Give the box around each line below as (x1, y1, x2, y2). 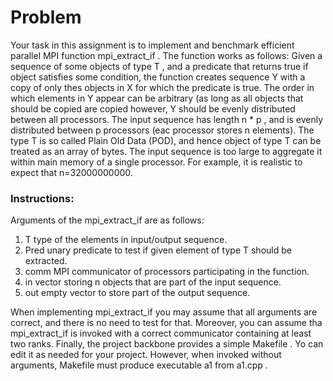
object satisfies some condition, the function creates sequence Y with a (10, 71, 306, 83)
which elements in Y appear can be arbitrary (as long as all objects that (10, 92, 304, 104)
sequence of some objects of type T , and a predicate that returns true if (10, 60, 309, 72)
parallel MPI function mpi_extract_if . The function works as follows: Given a (10, 49, 323, 61)
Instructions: (10, 191, 75, 205)
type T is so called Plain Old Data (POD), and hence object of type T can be (10, 134, 322, 146)
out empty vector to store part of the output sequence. (24, 287, 251, 299)
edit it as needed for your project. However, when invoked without (10, 349, 282, 361)
